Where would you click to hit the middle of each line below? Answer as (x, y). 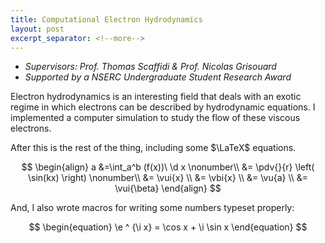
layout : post (37, 29)
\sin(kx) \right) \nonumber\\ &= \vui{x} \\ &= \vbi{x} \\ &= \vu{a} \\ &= (168, 178)
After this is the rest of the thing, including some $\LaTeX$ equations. (153, 148)
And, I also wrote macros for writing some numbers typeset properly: (152, 208)
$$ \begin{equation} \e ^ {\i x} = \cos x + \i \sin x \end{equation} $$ (168, 227)
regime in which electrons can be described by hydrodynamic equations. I (163, 107)
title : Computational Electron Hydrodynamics (106, 19)
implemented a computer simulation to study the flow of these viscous (155, 118)
